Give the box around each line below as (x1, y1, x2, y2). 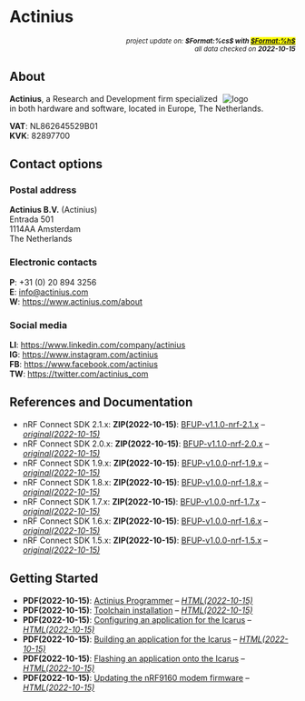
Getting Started (9, 571, 99, 586)
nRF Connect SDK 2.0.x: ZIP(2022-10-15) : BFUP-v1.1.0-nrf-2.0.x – (22, 438, 270, 449)
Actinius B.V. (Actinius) (9, 205, 98, 215)
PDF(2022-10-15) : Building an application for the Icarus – (22, 634, 238, 645)
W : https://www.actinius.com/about (9, 295, 143, 306)
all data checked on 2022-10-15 (194, 44, 296, 54)
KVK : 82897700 (9, 130, 71, 141)
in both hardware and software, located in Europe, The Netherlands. (9, 103, 264, 114)
